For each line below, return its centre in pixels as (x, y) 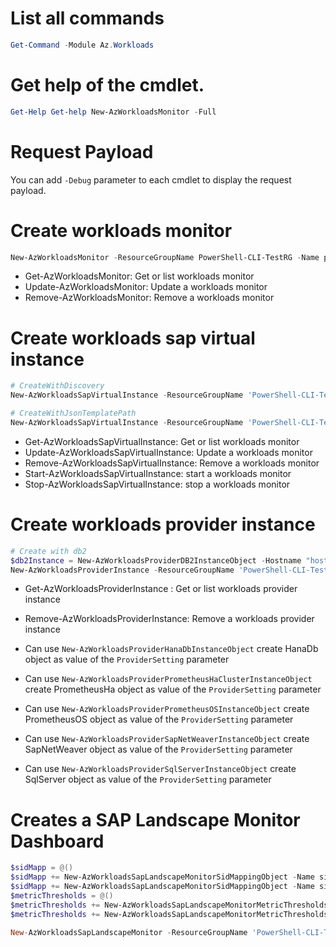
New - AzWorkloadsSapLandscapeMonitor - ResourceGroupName (129, 932)
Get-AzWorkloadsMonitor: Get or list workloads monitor (139, 276)
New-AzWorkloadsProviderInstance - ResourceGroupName (122, 570)
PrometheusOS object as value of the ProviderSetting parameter (159, 719)
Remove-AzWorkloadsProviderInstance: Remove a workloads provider (169, 619)
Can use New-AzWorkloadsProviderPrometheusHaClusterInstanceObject (168, 679)
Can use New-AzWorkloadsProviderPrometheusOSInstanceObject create (167, 709)
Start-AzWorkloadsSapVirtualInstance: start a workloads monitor (158, 473)
